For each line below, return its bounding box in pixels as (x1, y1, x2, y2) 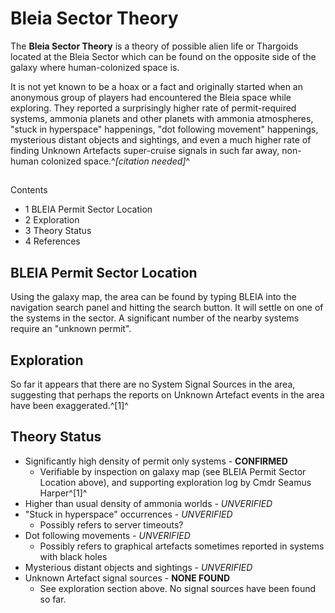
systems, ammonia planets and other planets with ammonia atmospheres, (10, 112, 314, 124)
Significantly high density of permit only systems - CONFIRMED (24, 455, 288, 467)
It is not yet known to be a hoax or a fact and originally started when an (10, 80, 304, 92)
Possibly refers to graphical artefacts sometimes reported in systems (39, 540, 325, 552)
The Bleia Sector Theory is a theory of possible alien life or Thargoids (10, 40, 299, 52)
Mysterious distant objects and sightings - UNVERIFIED (24, 561, 253, 573)
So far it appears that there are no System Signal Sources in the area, (10, 378, 296, 390)
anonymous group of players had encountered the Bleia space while (10, 91, 292, 103)
